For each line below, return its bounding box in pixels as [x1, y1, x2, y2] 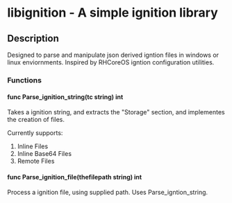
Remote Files [17, 157, 55, 166]
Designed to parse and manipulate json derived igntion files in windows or [7, 51, 219, 59]
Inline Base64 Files [17, 150, 72, 158]
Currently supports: [7, 129, 63, 137]
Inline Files [17, 142, 49, 150]
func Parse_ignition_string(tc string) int [7, 92, 124, 101]
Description [7, 33, 59, 44]
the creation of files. [7, 116, 65, 124]
